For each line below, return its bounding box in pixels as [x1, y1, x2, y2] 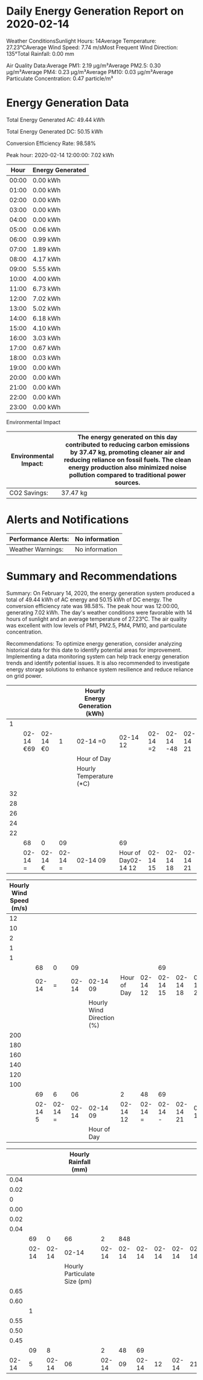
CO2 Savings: [9, 489, 48, 497]
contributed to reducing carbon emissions [65, 440, 190, 448]
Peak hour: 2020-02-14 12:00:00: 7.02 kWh [6, 151, 115, 158]
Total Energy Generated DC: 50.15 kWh [6, 127, 103, 135]
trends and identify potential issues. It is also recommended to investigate [6, 659, 190, 666]
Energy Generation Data [6, 96, 129, 110]
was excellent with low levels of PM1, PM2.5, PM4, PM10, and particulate [6, 621, 187, 629]
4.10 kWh [32, 323, 61, 332]
